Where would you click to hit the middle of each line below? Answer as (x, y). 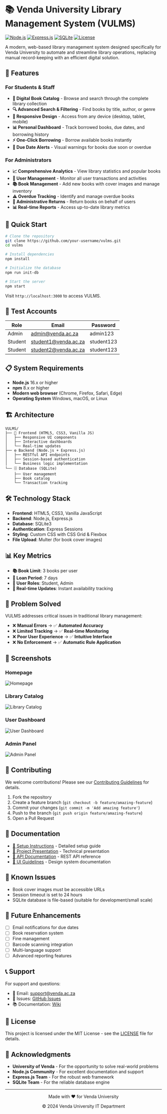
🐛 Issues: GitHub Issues (37, 999)
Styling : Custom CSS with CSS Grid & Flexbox (59, 534)
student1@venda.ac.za (58, 342)
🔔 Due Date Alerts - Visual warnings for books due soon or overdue (82, 147)
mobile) (20, 121)
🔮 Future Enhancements (43, 915)
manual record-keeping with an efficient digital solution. (62, 57)
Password (103, 325)
